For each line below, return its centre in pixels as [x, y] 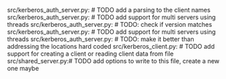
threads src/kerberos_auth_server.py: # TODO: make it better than [101, 39]
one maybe [23, 68]
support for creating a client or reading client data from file [91, 54]
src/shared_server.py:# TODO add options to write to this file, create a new [113, 61]
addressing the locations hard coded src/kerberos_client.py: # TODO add [111, 46]
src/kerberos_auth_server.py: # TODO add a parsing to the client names [109, 10]
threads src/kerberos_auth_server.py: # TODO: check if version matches [110, 24]
